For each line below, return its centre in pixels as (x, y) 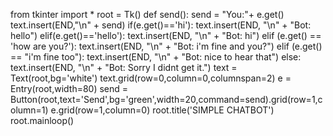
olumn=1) (29, 110)
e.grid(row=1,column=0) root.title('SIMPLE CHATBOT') (162, 110)
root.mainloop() (42, 120)
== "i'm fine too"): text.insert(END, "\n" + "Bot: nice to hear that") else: (156, 57)
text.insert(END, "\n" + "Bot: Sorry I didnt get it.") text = (124, 67)
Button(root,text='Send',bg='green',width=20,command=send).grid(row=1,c (166, 99)
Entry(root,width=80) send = (69, 88)
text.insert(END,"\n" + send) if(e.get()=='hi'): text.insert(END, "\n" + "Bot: (161, 25)
